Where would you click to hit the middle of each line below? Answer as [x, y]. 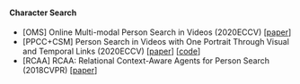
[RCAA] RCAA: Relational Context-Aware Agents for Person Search [146, 61]
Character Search [43, 13]
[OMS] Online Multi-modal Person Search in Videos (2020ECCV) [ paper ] [157, 32]
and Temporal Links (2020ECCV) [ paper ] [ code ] [111, 51]
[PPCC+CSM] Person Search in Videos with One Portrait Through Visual [156, 42]
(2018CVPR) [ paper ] [60, 71]
